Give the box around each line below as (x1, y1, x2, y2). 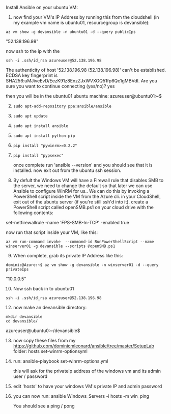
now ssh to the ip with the (6, 48, 60, 54)
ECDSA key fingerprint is (6, 72, 58, 78)
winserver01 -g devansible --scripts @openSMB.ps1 (6, 244, 116, 249)
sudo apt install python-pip (13, 133, 75, 138)
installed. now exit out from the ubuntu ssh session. (13, 167, 122, 173)
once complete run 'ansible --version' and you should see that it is (13, 162, 153, 168)
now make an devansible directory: (13, 305, 87, 310)
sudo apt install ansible (13, 124, 68, 129)
